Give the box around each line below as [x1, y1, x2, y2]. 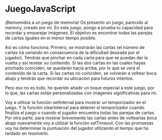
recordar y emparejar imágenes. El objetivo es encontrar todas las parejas [5, 30, 153, 35]
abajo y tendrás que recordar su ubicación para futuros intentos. [5, 75, 134, 81]
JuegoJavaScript [5, 3, 76, 15]
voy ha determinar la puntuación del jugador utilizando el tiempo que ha [5, 125, 149, 131]
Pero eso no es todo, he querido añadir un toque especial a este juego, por [5, 85, 155, 90]
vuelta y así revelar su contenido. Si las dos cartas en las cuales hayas [5, 60, 146, 66]
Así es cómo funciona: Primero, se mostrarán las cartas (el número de [5, 44, 145, 50]
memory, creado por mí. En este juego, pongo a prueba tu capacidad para [5, 24, 153, 30]
